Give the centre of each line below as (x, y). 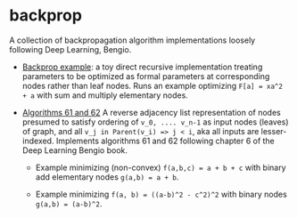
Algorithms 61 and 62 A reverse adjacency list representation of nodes (151, 112)
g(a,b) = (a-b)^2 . (69, 203)
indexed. (38, 141)
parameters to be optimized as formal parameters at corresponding (146, 76)
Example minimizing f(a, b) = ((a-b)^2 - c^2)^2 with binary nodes (161, 194)
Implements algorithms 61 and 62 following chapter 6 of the (165, 141)
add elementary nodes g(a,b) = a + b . (107, 177)
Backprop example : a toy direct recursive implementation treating (142, 67)
